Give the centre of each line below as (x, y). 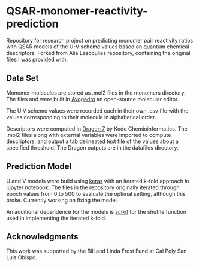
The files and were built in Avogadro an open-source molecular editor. (93, 99)
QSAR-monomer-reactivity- (77, 11)
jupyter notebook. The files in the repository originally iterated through (93, 187)
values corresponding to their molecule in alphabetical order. (81, 117)
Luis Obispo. (22, 257)
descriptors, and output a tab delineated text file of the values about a (92, 141)
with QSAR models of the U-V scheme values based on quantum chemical (98, 47)
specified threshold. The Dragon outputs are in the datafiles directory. (92, 147)
